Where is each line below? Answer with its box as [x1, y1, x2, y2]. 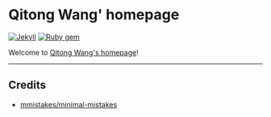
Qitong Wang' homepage [8, 6, 180, 24]
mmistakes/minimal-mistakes [19, 99, 118, 109]
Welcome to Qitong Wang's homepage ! [8, 47, 139, 57]
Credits [8, 79, 47, 92]
